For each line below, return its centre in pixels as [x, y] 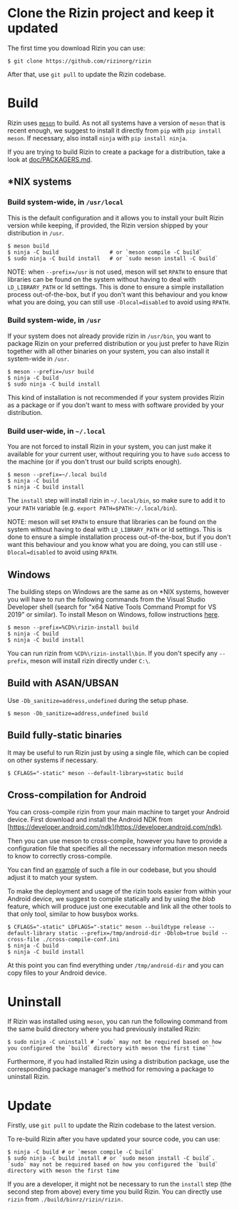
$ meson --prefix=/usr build [51, 371]
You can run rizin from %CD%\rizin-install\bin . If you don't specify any [112, 653]
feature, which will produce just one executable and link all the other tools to [119, 906]
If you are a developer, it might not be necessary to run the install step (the [119, 1184]
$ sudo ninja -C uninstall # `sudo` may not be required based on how [115, 1042]
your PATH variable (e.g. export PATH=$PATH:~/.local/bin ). [92, 508]
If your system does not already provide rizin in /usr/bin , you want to [110, 336]
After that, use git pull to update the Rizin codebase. [87, 74]
